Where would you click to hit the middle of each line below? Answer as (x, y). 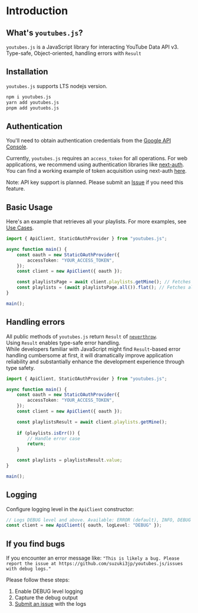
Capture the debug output (46, 598)
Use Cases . (20, 228)
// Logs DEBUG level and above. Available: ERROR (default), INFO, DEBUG (99, 520)
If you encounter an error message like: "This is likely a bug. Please (93, 558)
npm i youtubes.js (29, 97)
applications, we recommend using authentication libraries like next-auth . (95, 164)
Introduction (37, 11)
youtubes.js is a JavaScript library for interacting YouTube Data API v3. (92, 47)
